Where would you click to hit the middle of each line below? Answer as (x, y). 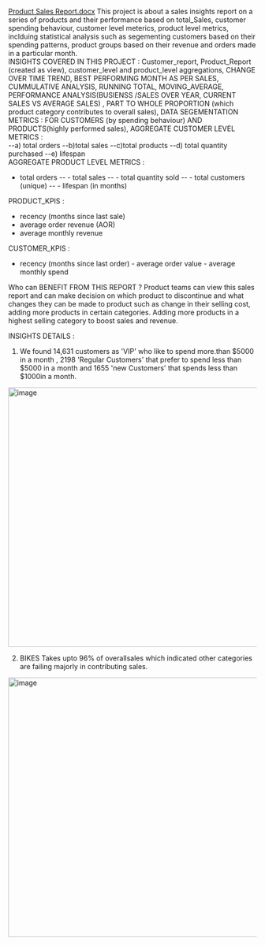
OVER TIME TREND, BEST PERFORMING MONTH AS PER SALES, (114, 78)
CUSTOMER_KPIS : (39, 248)
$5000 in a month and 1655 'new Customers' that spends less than (129, 368)
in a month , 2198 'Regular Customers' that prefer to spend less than (131, 359)
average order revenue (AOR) (67, 225)
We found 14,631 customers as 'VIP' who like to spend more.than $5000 (137, 351)
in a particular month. (43, 53)
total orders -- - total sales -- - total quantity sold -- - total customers (132, 177)
